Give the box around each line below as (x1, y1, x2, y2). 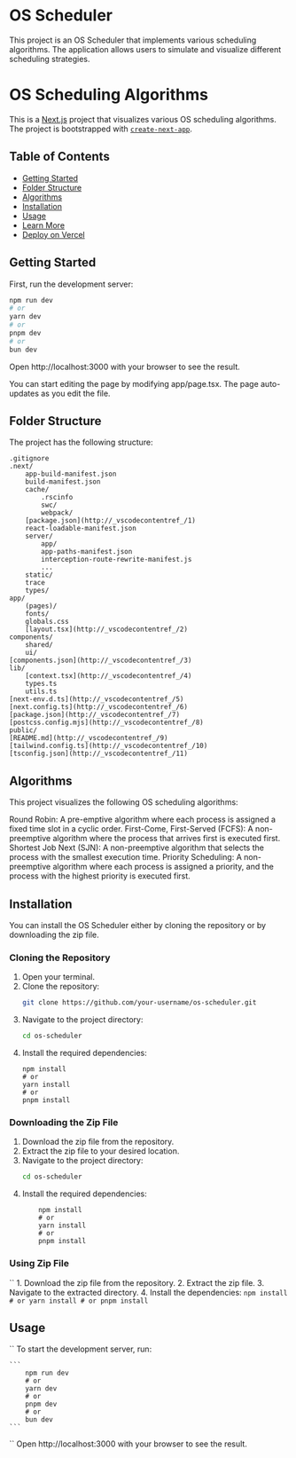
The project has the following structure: (9, 437, 153, 448)
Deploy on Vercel (21, 229, 86, 240)
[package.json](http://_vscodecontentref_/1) (25, 516, 197, 525)
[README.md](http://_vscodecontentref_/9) (9, 734, 168, 743)
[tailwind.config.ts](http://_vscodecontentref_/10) (9, 742, 208, 751)
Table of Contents (9, 149, 111, 164)
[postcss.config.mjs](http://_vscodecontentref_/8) (9, 718, 204, 728)
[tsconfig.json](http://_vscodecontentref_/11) (9, 749, 189, 759)
